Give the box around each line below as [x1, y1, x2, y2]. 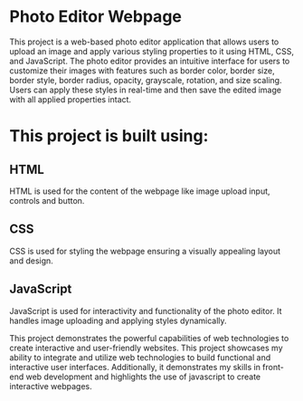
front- [261, 361, 285, 372]
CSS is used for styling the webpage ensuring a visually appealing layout [9, 245, 281, 256]
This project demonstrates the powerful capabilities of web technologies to [9, 332, 289, 343]
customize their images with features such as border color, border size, [9, 65, 275, 76]
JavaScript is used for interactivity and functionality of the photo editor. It [9, 305, 282, 316]
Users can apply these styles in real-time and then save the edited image [9, 84, 282, 95]
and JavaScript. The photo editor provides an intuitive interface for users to [9, 55, 290, 66]
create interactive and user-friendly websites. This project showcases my [9, 342, 283, 353]
